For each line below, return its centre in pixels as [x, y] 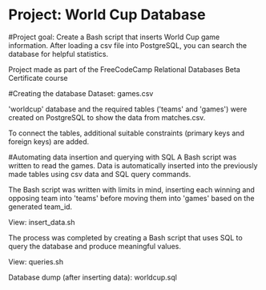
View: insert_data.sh [42, 222]
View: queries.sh [36, 261]
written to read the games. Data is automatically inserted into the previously [133, 165]
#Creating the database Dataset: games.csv [81, 93]
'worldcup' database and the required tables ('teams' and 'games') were [128, 109]
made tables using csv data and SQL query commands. [100, 174]
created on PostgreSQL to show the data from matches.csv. [107, 117]
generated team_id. [40, 207]
